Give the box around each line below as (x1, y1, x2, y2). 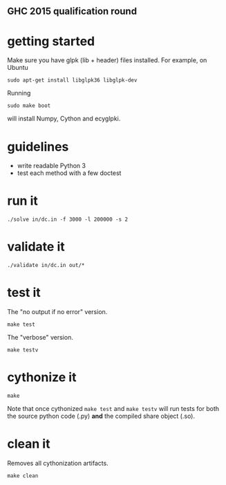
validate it (7, 239, 65, 255)
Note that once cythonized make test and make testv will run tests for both (7, 405, 220, 413)
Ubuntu (7, 64, 29, 72)
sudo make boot (7, 102, 51, 109)
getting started (7, 33, 95, 49)
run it (7, 193, 38, 209)
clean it (7, 436, 50, 452)
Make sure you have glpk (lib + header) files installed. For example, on (7, 56, 207, 64)
